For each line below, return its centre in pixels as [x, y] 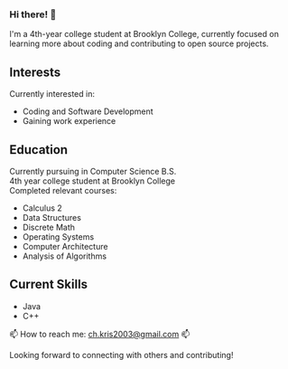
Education [39, 150]
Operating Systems [58, 237]
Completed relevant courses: [63, 190]
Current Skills [49, 284]
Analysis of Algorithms [64, 256]
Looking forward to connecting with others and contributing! [121, 355]
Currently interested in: [52, 94]
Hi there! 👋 [33, 14]
